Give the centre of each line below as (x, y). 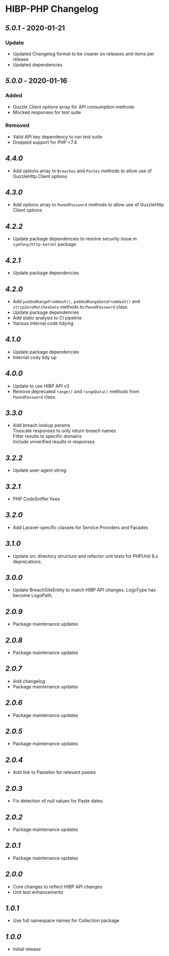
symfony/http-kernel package (44, 244)
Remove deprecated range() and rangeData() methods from (76, 391)
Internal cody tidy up (35, 357)
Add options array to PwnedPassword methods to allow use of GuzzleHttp (88, 205)
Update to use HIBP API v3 (41, 386)
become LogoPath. (33, 595)
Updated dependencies (38, 64)
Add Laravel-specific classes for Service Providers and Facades (80, 527)
